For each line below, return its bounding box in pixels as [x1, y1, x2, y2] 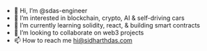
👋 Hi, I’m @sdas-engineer [13, 7, 88, 14]
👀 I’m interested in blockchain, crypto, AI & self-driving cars [13, 14, 185, 22]
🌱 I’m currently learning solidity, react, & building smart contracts [13, 21, 201, 29]
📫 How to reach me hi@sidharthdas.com [13, 37, 132, 44]
